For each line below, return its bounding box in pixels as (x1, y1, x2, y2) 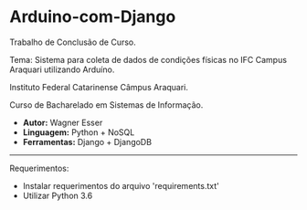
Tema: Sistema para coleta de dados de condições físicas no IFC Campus (9, 54, 288, 65)
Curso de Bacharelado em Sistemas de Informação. (9, 99, 204, 110)
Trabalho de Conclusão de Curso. (9, 37, 137, 47)
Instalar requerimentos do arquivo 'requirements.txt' (22, 180, 219, 191)
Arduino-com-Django (9, 6, 176, 27)
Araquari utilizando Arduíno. (9, 64, 115, 75)
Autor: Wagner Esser (22, 117, 103, 128)
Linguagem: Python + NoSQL (22, 126, 135, 138)
